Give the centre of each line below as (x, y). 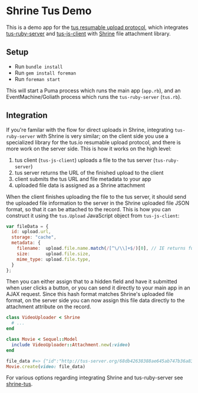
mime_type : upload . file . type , (54, 259)
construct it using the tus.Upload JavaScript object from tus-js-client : (93, 215)
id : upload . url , (31, 232)
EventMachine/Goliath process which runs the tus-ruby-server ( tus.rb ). (94, 96)
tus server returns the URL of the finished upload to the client (89, 172)
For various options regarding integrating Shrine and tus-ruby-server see (95, 378)
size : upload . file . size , (54, 254)
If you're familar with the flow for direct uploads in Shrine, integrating (90, 130)
